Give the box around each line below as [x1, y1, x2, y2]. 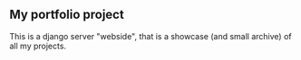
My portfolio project [9, 7, 124, 22]
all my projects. [9, 40, 66, 51]
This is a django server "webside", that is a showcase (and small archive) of [9, 30, 292, 41]
